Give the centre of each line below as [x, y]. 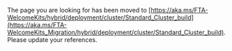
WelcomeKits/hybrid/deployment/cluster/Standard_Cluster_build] [100, 17]
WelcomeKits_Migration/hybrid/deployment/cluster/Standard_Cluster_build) [116, 32]
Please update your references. [52, 40]
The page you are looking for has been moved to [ [79, 10]
